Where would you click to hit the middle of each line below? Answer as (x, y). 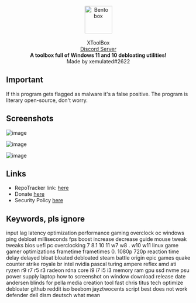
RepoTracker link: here (42, 188)
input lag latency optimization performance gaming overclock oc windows (95, 233)
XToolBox (98, 43)
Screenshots (30, 119)
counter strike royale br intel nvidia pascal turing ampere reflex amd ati (91, 264)
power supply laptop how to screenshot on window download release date (96, 277)
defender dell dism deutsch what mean (53, 295)
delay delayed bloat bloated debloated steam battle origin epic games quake (98, 258)
